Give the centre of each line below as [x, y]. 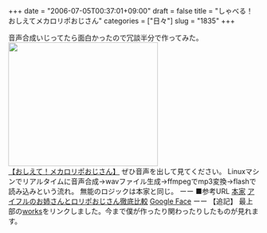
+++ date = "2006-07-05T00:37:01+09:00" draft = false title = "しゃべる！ [131, 11]
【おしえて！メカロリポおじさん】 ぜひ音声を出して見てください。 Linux [127, 171]
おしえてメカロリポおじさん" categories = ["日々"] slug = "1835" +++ [122, 21]
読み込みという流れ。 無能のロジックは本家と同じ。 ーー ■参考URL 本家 [127, 191]
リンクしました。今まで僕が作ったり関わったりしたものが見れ [151, 211]
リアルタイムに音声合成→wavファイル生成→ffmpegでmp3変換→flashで [139, 181]
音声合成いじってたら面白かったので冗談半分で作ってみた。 [106, 38]
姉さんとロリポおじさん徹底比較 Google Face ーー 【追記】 [140, 201]
